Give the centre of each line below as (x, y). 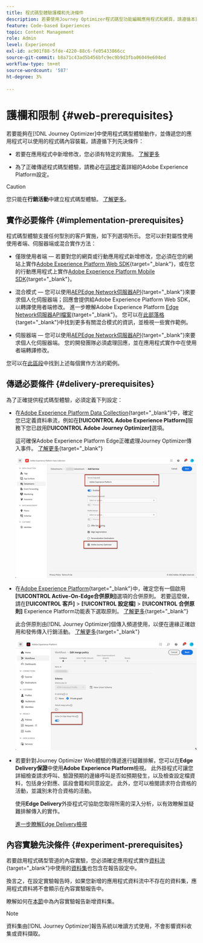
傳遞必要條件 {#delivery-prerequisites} (81, 384)
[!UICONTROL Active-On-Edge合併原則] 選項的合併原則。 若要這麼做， (104, 596)
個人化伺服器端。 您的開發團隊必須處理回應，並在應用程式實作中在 (103, 343)
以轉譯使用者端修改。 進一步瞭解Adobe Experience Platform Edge (97, 307)
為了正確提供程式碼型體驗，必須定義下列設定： (64, 399)
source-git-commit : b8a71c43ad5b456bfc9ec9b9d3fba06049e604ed (86, 58)
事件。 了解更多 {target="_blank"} (62, 448)
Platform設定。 (34, 175)
